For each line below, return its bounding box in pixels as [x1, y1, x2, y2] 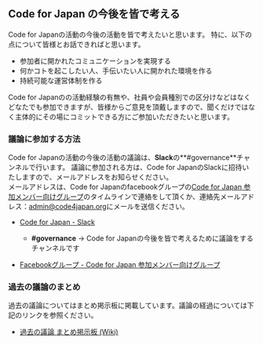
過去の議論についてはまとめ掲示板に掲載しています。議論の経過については [8, 301, 247, 310]
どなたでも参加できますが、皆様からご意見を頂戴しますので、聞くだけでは [8, 102, 249, 111]
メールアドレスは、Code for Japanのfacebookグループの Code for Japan [8, 183, 242, 192]
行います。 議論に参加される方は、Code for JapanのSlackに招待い [35, 163, 250, 172]
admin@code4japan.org [28, 202, 108, 212]
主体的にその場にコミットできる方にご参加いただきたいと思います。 [14, 112, 234, 121]
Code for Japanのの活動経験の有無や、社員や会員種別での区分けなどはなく [8, 92, 251, 102]
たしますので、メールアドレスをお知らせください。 [8, 172, 174, 182]
